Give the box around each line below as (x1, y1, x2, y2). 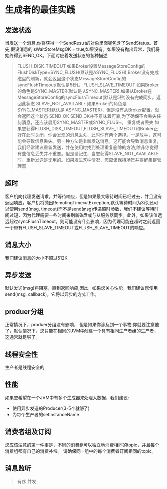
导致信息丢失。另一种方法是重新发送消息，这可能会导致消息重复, (26, 138, 158, 144)
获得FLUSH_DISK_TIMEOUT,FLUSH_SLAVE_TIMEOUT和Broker (26, 126, 154, 131)
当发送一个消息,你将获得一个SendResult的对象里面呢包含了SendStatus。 (5, 40, 154, 46)
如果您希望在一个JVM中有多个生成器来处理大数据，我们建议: (5, 394, 129, 400)
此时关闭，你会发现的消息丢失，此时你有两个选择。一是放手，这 (26, 132, 157, 138)
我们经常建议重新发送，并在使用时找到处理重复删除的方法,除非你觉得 (17, 144, 158, 150)
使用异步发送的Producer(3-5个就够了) (12, 405, 90, 411)
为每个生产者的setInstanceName (12, 411, 80, 417)
